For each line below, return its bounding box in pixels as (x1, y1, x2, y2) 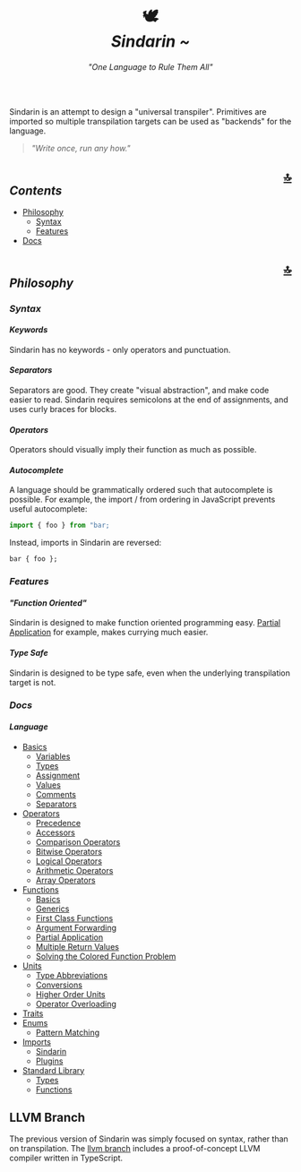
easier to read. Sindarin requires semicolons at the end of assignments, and (9, 394, 288, 405)
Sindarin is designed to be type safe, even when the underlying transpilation (9, 668, 291, 678)
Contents (9, 183, 63, 198)
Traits (21, 1008, 44, 1019)
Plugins (35, 1056, 64, 1066)
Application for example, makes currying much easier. (9, 627, 209, 638)
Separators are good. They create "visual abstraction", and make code (9, 384, 270, 395)
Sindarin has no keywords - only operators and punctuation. (9, 344, 231, 355)
